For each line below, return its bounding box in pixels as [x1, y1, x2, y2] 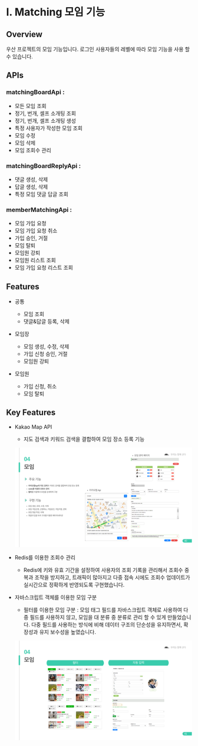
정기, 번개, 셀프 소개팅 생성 [14, 117, 77, 124]
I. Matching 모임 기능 [6, 5, 105, 19]
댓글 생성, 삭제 [14, 175, 48, 183]
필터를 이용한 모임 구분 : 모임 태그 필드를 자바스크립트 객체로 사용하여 [23, 606, 183, 614]
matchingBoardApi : [6, 88, 65, 96]
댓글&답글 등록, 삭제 [23, 318, 70, 325]
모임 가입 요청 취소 [14, 227, 58, 234]
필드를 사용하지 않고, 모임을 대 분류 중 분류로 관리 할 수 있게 [29, 614, 166, 621]
